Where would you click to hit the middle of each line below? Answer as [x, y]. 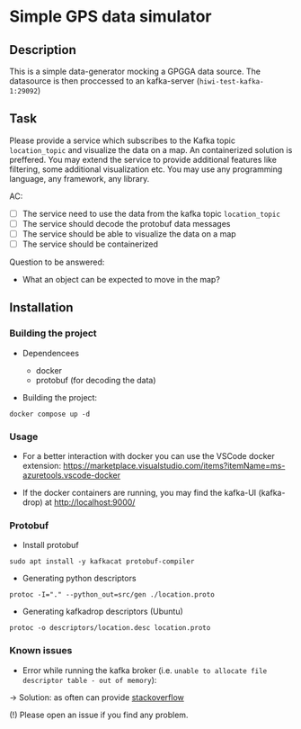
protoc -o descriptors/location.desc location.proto [110, 628]
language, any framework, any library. [80, 178]
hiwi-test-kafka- [231, 82]
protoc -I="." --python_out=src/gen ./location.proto [112, 595]
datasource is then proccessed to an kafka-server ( [105, 81]
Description [43, 50]
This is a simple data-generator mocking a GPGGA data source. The [135, 71]
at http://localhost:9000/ [90, 502]
